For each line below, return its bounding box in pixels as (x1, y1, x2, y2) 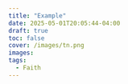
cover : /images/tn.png (8, 42, 85, 50)
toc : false (8, 34, 45, 42)
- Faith (15, 64, 42, 72)
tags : (8, 57, 27, 65)
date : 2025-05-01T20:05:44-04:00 (8, 19, 121, 27)
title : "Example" (8, 11, 67, 20)
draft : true (8, 26, 48, 34)
